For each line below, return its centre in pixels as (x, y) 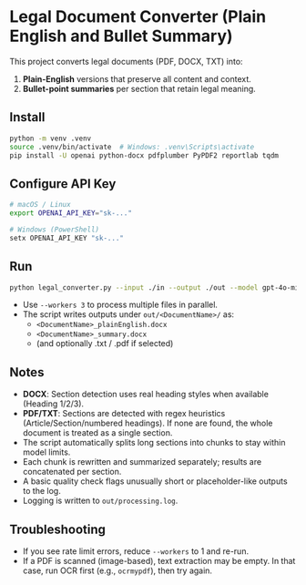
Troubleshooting (58, 529)
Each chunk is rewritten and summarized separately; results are (142, 462)
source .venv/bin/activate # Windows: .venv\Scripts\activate (132, 147)
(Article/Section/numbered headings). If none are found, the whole (148, 423)
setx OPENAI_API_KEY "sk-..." (67, 238)
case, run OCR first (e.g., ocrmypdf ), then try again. (117, 570)
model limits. (46, 452)
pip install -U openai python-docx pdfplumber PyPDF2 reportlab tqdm (144, 155)
